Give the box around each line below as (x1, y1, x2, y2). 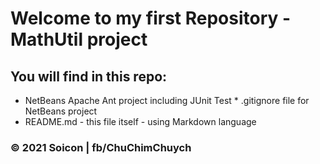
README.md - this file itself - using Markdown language (24, 116, 257, 127)
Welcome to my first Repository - (10, 7, 292, 30)
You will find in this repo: (10, 68, 168, 85)
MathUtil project (10, 28, 148, 51)
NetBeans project (24, 105, 98, 117)
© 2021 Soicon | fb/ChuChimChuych (10, 140, 192, 154)
